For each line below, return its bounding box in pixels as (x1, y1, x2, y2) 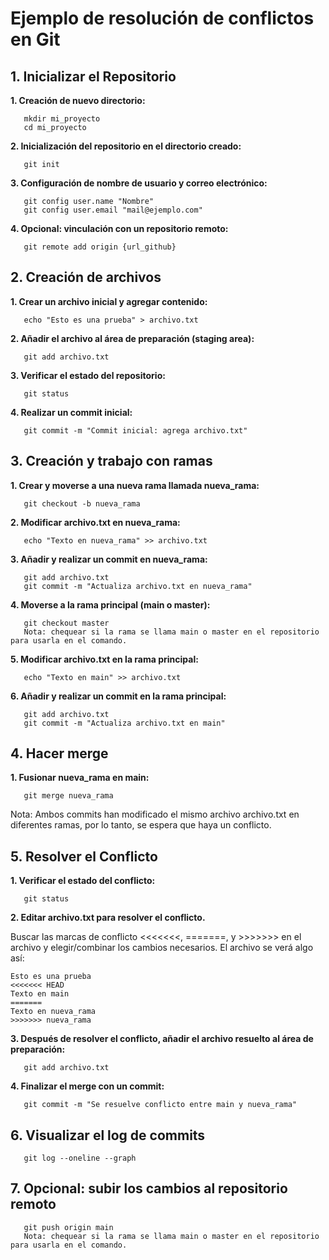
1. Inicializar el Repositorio (10, 68, 177, 85)
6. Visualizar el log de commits (10, 1127, 206, 1144)
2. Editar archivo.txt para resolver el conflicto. (10, 912, 206, 924)
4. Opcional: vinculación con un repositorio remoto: (10, 223, 229, 234)
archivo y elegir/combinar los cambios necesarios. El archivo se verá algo (10, 942, 314, 954)
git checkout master (23, 618, 110, 628)
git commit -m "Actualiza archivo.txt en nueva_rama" (23, 581, 253, 591)
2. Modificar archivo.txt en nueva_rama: (10, 516, 181, 528)
